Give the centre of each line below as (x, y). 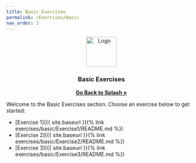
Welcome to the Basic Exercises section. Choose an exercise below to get (98, 104)
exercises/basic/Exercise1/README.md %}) (69, 128)
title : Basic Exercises (36, 12)
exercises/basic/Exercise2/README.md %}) (70, 141)
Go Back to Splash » (101, 92)
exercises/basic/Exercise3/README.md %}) (70, 154)
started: (16, 110)
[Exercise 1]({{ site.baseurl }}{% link (59, 122)
